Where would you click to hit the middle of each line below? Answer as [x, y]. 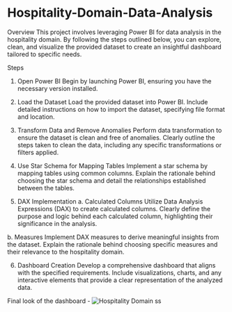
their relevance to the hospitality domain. [66, 252]
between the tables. [46, 188]
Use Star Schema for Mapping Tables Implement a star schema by [112, 165]
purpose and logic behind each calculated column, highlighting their [115, 216]
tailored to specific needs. [45, 54]
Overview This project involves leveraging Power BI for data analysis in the [114, 32]
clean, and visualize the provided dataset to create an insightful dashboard [114, 47]
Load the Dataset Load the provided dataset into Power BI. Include [113, 101]
